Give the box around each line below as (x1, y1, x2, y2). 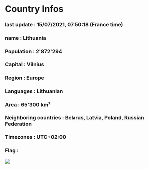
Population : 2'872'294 (5, 48, 62, 55)
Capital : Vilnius (5, 61, 44, 68)
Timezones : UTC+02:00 (5, 134, 66, 141)
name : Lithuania (5, 35, 46, 42)
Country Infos (5, 3, 64, 15)
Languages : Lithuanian (5, 88, 63, 95)
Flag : (5, 147, 19, 154)
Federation (5, 120, 32, 127)
